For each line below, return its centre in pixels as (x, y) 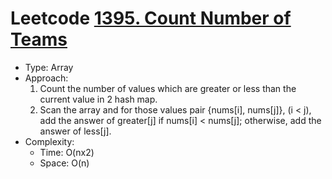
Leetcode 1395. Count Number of (151, 18)
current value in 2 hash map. (98, 99)
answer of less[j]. (75, 131)
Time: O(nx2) (67, 152)
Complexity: (49, 141)
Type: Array (49, 67)
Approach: (46, 78)
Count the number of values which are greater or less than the (168, 88)
